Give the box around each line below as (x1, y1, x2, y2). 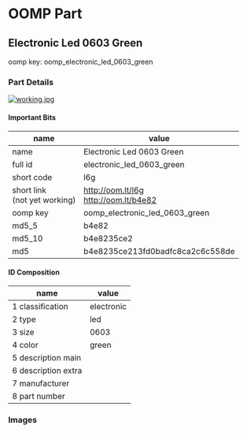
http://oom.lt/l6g (83, 185, 144, 196)
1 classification (12, 300, 68, 312)
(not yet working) (12, 194, 76, 205)
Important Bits (8, 112, 57, 122)
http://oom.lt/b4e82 (83, 194, 157, 205)
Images (8, 414, 38, 425)
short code (12, 171, 53, 182)
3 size (12, 327, 35, 338)
